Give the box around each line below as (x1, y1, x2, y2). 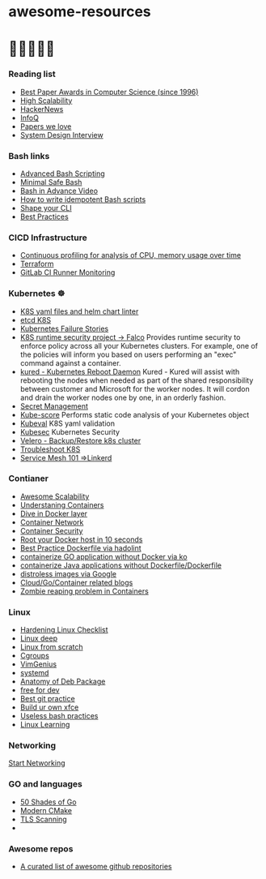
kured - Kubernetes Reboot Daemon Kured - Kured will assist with (19, 367, 240, 376)
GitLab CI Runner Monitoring (19, 268, 116, 277)
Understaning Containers (19, 500, 104, 509)
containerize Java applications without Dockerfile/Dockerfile (19, 560, 222, 570)
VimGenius (19, 659, 57, 669)
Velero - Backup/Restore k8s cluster (19, 435, 141, 445)
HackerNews (19, 104, 64, 114)
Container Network (19, 517, 84, 527)
